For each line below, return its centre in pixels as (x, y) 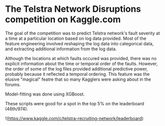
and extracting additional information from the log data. (61, 49)
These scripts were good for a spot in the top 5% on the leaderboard (75, 103)
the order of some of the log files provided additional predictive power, (77, 69)
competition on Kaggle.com (63, 19)
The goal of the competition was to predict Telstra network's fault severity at (82, 33)
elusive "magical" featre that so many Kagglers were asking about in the (78, 79)
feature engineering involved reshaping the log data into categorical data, (79, 43)
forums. (13, 84)
